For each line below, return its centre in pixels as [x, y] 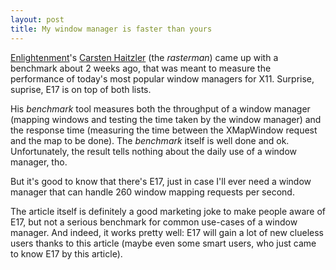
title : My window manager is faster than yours [111, 29]
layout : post [37, 19]
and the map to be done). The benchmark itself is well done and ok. [150, 140]
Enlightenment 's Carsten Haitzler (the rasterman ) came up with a [144, 57]
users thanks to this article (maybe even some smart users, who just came [163, 243]
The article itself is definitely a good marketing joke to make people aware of [168, 211]
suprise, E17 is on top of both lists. [81, 89]
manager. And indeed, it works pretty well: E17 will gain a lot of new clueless [167, 232]
